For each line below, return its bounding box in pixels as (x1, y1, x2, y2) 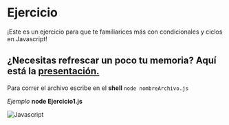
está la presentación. (7, 65, 100, 77)
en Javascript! (7, 34, 48, 43)
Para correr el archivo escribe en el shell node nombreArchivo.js (7, 84, 189, 92)
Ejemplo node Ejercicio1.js (7, 97, 83, 105)
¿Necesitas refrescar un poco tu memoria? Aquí (7, 55, 217, 67)
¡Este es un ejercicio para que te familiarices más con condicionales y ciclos (7, 27, 223, 36)
